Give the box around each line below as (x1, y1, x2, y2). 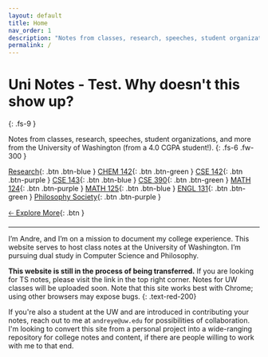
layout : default (8, 11, 62, 20)
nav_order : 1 (8, 26, 52, 34)
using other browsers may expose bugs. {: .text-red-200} (8, 292, 197, 301)
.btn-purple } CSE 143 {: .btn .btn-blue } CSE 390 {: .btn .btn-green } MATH (8, 175, 251, 185)
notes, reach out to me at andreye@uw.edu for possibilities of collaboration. (8, 316, 250, 325)
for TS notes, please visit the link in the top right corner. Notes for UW (8, 275, 238, 284)
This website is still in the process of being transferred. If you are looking (8, 266, 254, 276)
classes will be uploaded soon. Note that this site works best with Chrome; (8, 284, 254, 293)
